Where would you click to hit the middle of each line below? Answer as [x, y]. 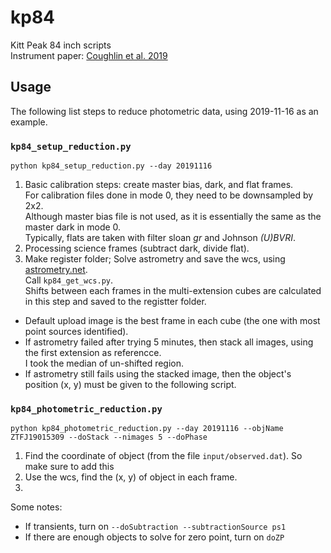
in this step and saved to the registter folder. [115, 302]
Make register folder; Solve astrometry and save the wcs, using [155, 259]
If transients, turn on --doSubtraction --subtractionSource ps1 [155, 527]
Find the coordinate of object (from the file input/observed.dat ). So [163, 456]
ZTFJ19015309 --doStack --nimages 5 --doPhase [109, 437]
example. [29, 122]
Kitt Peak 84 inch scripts [61, 45]
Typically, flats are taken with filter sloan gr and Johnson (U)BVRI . [160, 238]
